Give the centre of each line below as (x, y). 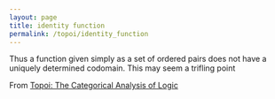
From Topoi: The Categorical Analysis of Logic (94, 86)
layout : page (33, 17)
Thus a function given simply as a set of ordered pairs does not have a (138, 59)
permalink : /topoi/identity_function (79, 34)
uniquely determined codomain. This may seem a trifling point (122, 68)
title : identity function (57, 26)
